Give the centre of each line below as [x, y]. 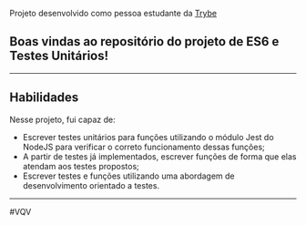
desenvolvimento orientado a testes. [91, 185]
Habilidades [44, 98]
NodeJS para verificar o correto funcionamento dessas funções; [144, 147]
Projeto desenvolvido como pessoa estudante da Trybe [113, 13]
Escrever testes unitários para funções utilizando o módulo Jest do [148, 137]
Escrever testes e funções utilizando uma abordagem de [128, 176]
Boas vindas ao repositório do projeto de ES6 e [144, 41]
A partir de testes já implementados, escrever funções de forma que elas [159, 156]
